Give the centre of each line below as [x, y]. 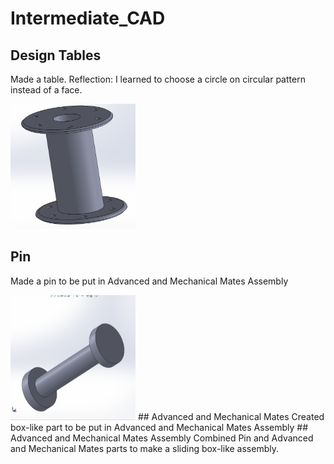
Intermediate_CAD [88, 18]
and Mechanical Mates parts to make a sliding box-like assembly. [144, 448]
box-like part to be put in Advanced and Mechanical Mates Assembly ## [159, 427]
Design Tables [56, 55]
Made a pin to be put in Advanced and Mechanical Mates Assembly [149, 281]
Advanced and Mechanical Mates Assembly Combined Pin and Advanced [162, 438]
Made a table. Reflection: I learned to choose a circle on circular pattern [158, 79]
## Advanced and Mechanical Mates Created [231, 416]
